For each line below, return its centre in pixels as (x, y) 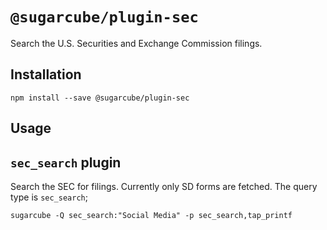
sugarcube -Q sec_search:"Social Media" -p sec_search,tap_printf (151, 215)
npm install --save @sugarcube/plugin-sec (100, 98)
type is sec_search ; (49, 197)
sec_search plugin (66, 162)
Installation (46, 74)
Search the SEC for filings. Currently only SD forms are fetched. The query (164, 186)
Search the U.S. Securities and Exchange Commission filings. (136, 43)
